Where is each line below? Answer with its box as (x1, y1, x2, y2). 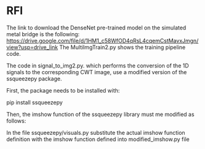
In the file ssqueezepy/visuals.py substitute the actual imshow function (6, 129, 185, 136)
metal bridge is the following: (6, 30, 80, 37)
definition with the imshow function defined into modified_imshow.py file (6, 136, 190, 143)
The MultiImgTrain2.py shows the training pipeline (59, 44, 186, 51)
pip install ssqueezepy (6, 99, 63, 106)
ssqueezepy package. (6, 75, 63, 82)
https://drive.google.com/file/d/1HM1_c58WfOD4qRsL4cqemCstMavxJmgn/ (6, 37, 199, 44)
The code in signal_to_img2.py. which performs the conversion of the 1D (6, 62, 189, 69)
